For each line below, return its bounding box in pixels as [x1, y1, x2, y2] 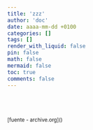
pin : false [7, 50, 39, 57]
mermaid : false [7, 62, 52, 69]
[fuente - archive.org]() [7, 117, 63, 124]
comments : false [7, 75, 55, 82]
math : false [7, 56, 42, 63]
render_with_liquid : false [7, 43, 86, 50]
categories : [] [7, 29, 52, 37]
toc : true [7, 68, 36, 75]
